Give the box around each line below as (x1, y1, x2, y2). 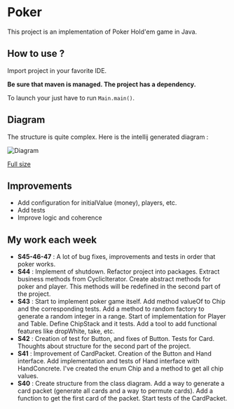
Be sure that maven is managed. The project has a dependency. (7, 80, 196, 88)
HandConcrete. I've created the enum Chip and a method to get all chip (17, 364, 224, 373)
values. (17, 372, 39, 380)
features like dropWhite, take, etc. (17, 327, 115, 335)
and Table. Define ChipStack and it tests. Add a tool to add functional (17, 320, 217, 328)
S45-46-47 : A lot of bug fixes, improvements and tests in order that (17, 253, 216, 261)
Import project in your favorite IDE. (7, 66, 107, 74)
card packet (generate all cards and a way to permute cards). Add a (17, 387, 214, 395)
